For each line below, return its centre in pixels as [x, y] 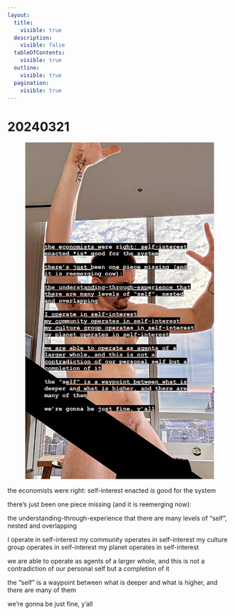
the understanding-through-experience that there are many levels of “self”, [117, 519]
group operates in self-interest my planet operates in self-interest [103, 547]
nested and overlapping [42, 526]
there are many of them [42, 590]
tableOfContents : [40, 53]
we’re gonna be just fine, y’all [50, 604]
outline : [27, 68]
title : [23, 22]
